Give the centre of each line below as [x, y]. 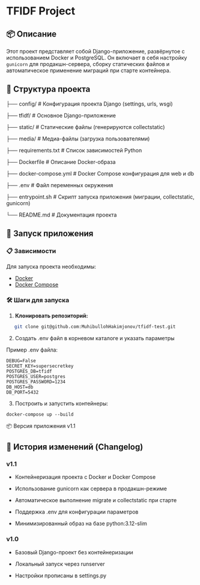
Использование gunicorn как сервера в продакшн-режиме [91, 489]
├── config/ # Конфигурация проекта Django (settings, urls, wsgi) [89, 104]
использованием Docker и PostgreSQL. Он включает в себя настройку [97, 58]
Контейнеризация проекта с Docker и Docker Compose [85, 477]
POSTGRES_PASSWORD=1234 [36, 382]
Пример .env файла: [32, 350]
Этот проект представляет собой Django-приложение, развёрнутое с [95, 51]
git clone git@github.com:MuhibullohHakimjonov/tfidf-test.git [95, 326]
